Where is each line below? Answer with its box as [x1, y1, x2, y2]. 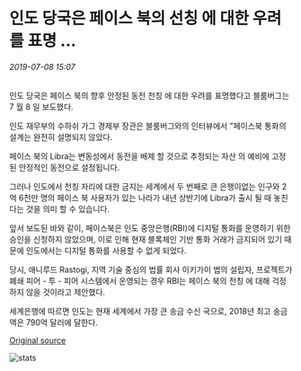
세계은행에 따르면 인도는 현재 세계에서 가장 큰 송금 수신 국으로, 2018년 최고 [9, 306, 271, 317]
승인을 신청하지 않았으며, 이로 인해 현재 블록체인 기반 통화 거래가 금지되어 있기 [9, 234, 283, 245]
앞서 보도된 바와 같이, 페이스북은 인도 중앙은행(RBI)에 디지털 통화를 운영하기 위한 [9, 223, 291, 234]
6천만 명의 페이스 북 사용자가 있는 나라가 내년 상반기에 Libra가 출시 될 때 [18, 192, 272, 203]
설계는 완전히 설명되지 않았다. [9, 132, 113, 143]
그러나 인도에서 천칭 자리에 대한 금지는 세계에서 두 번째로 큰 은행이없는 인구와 [9, 181, 280, 192]
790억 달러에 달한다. [25, 317, 99, 328]
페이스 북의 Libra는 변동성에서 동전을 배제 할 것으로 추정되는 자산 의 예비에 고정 [9, 151, 287, 162]
